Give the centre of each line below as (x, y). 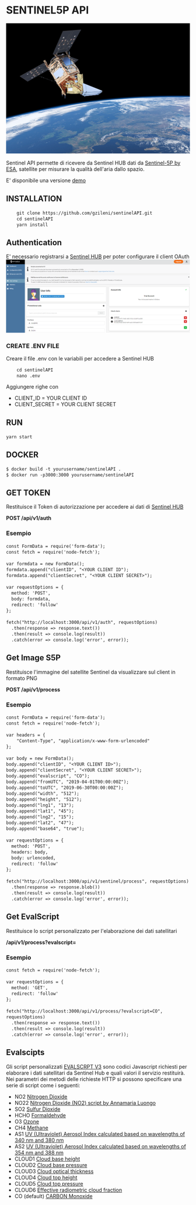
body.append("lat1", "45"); (40, 811)
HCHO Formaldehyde (40, 1115)
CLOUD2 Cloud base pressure (51, 1165)
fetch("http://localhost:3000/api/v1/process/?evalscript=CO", (85, 1011)
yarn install (32, 225)
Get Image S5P (34, 658)
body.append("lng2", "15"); (40, 817)
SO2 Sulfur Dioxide (37, 1109)
